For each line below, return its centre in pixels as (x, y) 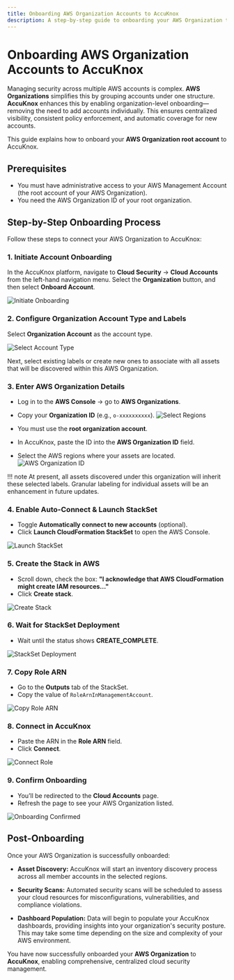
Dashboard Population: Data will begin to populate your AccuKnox (113, 918)
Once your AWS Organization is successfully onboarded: (89, 855)
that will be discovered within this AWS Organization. (83, 368)
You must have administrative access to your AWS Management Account (122, 186)
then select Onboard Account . (51, 287)
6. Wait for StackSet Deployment (63, 625)
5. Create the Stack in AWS (54, 564)
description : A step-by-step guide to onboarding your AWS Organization (115, 20)
